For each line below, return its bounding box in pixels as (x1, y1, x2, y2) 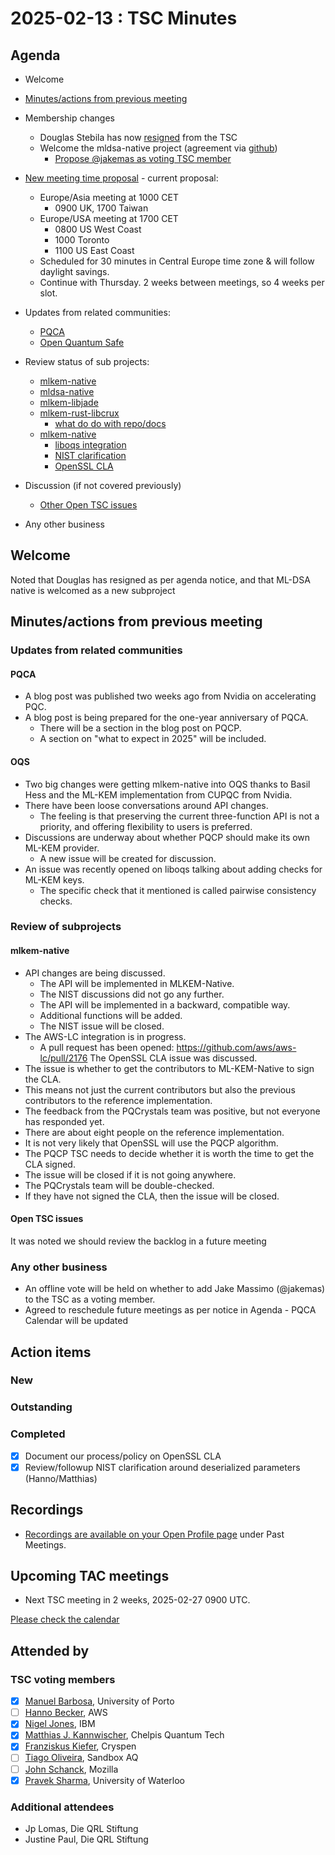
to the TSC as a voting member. (24, 1293, 156, 1306)
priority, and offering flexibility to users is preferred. (39, 820, 253, 832)
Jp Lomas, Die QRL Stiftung (24, 1822, 139, 1834)
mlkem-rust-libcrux (39, 407, 120, 419)
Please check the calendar (10, 1613, 120, 1626)
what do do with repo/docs (54, 418, 167, 429)
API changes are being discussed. (24, 967, 166, 979)
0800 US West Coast (54, 223, 142, 235)
